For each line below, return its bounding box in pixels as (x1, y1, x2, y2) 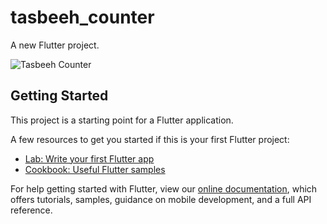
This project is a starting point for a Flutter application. (10, 114, 234, 126)
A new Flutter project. (10, 39, 100, 51)
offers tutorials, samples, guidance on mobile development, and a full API (10, 193, 312, 205)
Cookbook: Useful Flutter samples (24, 163, 166, 175)
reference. (10, 204, 53, 216)
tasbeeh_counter (10, 6, 155, 29)
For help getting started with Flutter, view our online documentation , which (10, 182, 318, 195)
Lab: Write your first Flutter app (24, 152, 155, 165)
